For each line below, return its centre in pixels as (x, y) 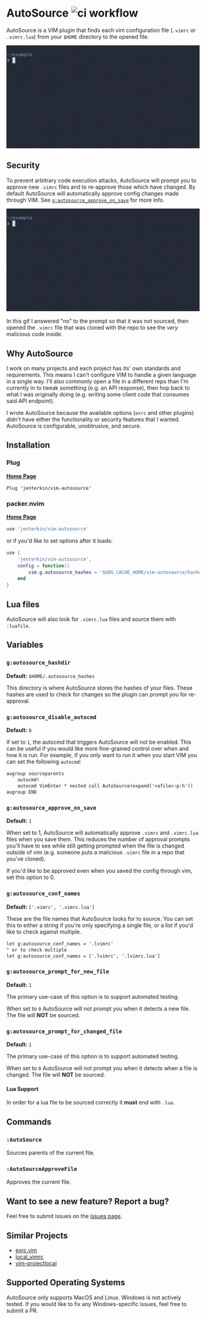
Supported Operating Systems (66, 1282)
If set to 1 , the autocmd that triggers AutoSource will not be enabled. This (99, 742)
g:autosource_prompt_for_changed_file (64, 1031)
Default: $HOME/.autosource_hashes (51, 675)
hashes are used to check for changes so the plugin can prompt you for (97, 694)
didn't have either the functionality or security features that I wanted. (93, 419)
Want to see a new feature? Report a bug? (88, 1201)
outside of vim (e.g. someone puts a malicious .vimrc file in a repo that (96, 852)
